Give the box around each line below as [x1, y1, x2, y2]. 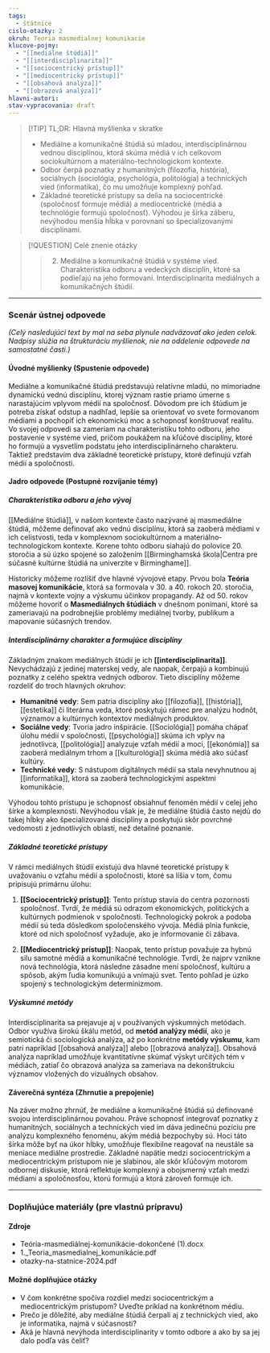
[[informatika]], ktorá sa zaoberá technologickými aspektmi [19, 774, 217, 784]
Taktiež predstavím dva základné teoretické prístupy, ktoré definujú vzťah [8, 449, 252, 459]
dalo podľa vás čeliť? [19, 1335, 90, 1345]
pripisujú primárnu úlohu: [8, 879, 92, 889]
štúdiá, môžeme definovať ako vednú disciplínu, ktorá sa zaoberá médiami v [8, 524, 260, 534]
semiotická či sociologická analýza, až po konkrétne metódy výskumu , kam [8, 1035, 260, 1045]
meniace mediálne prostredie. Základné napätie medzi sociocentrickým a [8, 1148, 251, 1158]
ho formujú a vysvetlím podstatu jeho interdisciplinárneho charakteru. [8, 441, 239, 451]
